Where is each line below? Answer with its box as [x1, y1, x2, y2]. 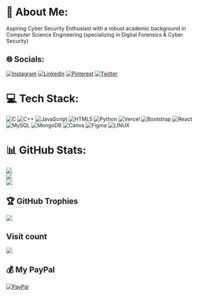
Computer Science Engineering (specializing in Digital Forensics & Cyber [6, 31, 183, 38]
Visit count [6, 231, 47, 241]
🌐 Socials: [6, 54, 45, 64]
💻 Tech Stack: [6, 91, 79, 105]
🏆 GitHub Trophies [6, 196, 79, 206]
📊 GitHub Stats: [6, 143, 87, 157]
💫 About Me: [6, 5, 69, 19]
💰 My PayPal [6, 265, 55, 275]
